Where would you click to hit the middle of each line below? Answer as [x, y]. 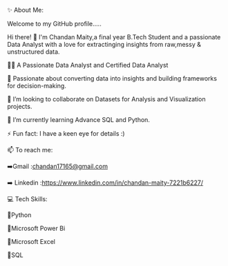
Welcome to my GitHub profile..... [54, 24]
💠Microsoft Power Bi [36, 228]
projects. [20, 106]
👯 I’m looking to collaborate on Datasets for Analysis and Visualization [106, 99]
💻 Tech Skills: [27, 199]
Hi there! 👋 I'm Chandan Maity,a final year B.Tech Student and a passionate [114, 37]
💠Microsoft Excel [31, 242]
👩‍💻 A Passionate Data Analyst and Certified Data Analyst [88, 65]
